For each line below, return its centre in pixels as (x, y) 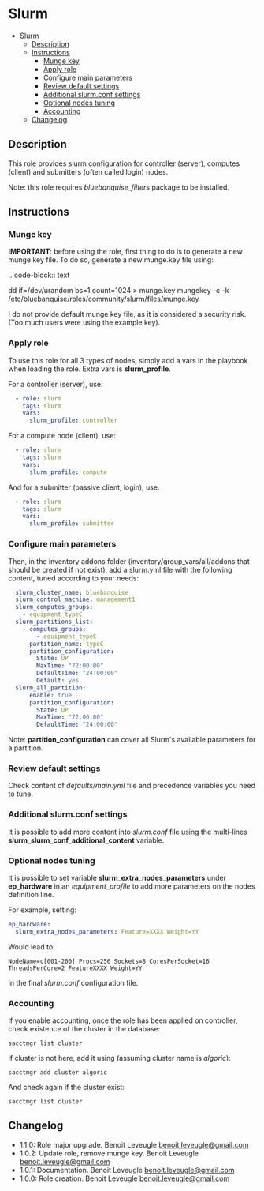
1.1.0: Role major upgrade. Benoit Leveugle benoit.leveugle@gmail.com (134, 1144)
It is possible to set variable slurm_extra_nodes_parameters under (117, 878)
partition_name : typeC (66, 644)
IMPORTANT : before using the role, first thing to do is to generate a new (125, 252)
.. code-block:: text (39, 275)
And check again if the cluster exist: (66, 1088)
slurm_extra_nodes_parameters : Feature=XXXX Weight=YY (107, 932)
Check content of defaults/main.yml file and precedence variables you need (132, 786)
